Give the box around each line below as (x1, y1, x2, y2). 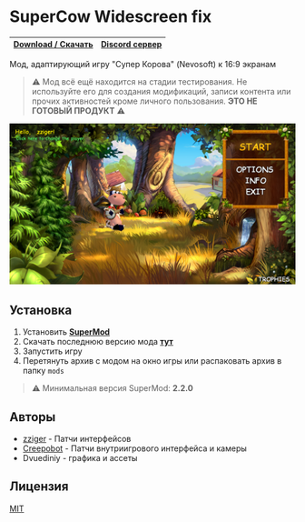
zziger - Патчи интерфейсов (22, 434, 132, 445)
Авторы (9, 409, 56, 425)
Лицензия (9, 479, 69, 495)
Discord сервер (101, 39, 162, 50)
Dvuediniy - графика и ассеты (22, 453, 138, 464)
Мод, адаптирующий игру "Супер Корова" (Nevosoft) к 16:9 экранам (9, 58, 277, 69)
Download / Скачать (13, 39, 93, 50)
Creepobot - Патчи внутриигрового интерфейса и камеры (22, 443, 248, 454)
